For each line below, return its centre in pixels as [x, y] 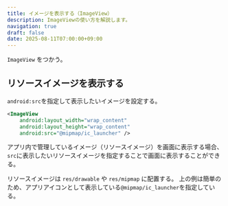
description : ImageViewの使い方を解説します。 [69, 20]
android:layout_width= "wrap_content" [73, 120]
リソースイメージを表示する [66, 83]
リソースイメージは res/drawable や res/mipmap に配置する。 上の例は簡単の [114, 179]
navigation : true [32, 26]
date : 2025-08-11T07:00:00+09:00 [55, 39]
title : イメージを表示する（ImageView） [60, 13]
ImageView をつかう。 [37, 60]
